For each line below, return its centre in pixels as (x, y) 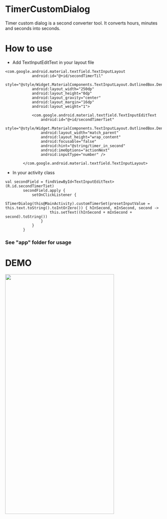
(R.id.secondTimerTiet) (30, 186)
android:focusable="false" (69, 141)
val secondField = (24, 182)
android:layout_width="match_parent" (80, 133)
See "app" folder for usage (38, 242)
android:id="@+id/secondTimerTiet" (77, 119)
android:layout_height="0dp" (62, 93)
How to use (29, 49)
